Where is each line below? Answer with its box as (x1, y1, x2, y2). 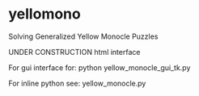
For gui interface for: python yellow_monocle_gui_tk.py (8, 62, 191, 73)
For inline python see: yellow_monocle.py (8, 78, 146, 88)
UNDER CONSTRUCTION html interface (8, 47, 141, 56)
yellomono (8, 5, 81, 23)
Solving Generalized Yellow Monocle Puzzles (8, 31, 159, 41)
